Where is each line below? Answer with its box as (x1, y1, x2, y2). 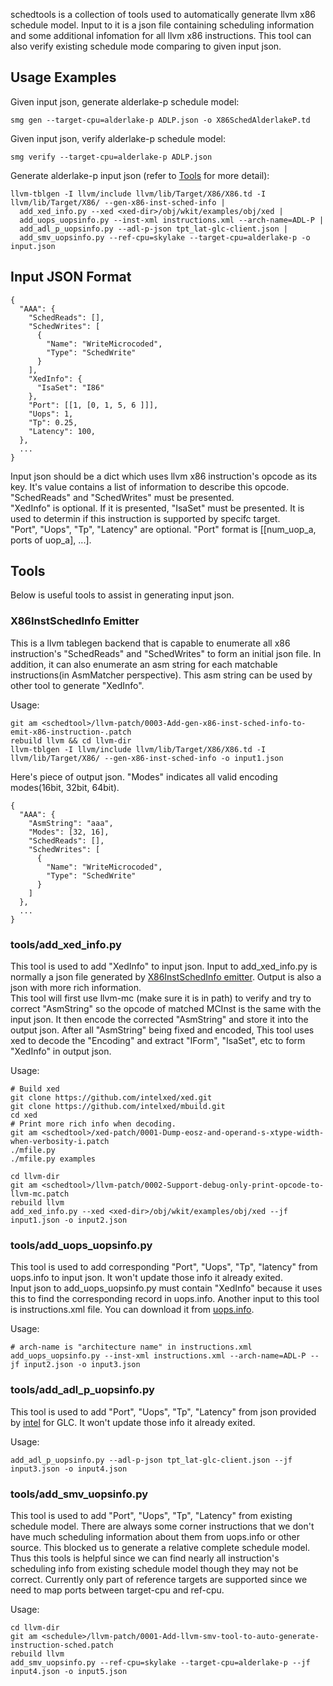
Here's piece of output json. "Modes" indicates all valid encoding (10, 770, 278, 783)
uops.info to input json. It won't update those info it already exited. (10, 1272, 283, 1284)
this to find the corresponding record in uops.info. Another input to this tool (10, 1293, 320, 1305)
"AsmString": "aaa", (28, 818, 114, 828)
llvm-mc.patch (10, 1189, 70, 1199)
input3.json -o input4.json (10, 1464, 128, 1474)
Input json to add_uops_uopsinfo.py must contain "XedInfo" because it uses (10, 1282, 323, 1294)
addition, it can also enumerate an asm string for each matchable (10, 658, 278, 670)
